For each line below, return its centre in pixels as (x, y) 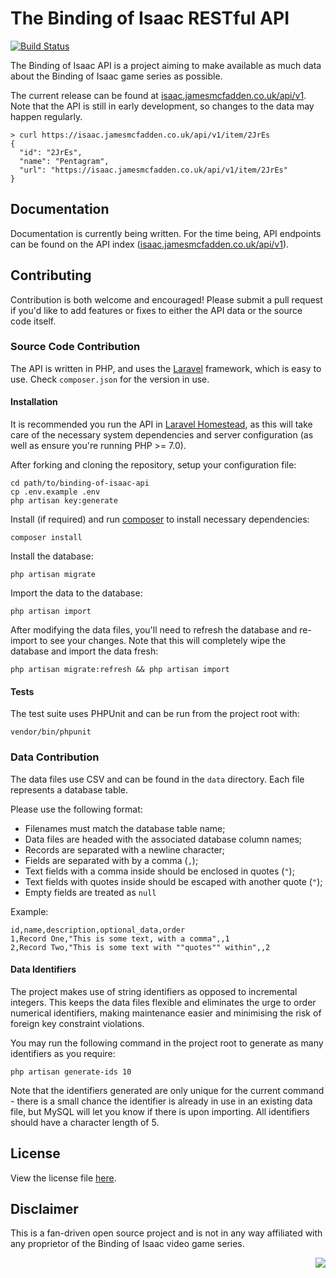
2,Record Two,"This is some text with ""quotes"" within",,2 (140, 947)
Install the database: (52, 556)
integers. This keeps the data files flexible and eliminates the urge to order (163, 1002)
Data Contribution (55, 757)
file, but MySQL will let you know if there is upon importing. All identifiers (160, 1111)
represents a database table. (69, 789)
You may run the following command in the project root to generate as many (167, 1043)
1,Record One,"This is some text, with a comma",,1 (120, 938)
